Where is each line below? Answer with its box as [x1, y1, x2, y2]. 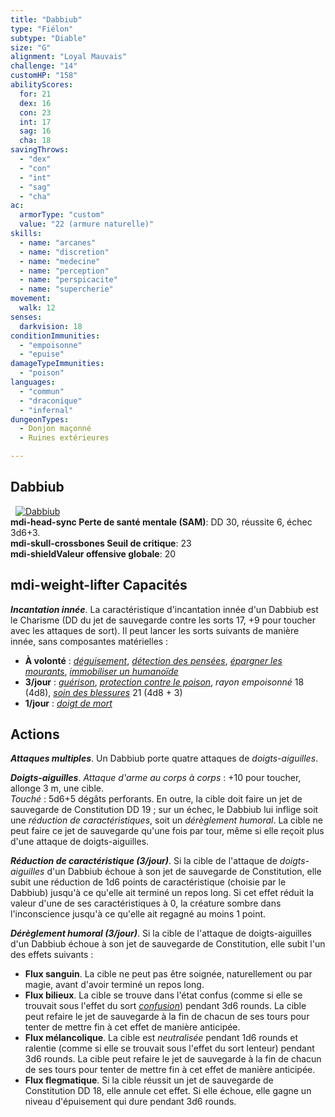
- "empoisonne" [19, 340, 83, 350]
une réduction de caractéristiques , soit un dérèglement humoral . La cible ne [10, 814, 323, 826]
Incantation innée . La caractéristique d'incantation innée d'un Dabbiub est [10, 603, 319, 615]
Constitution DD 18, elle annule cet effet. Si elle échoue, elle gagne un [24, 1085, 312, 1097]
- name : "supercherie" [19, 284, 114, 295]
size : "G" [10, 42, 52, 53]
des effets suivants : [10, 949, 94, 961]
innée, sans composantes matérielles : [10, 635, 169, 647]
